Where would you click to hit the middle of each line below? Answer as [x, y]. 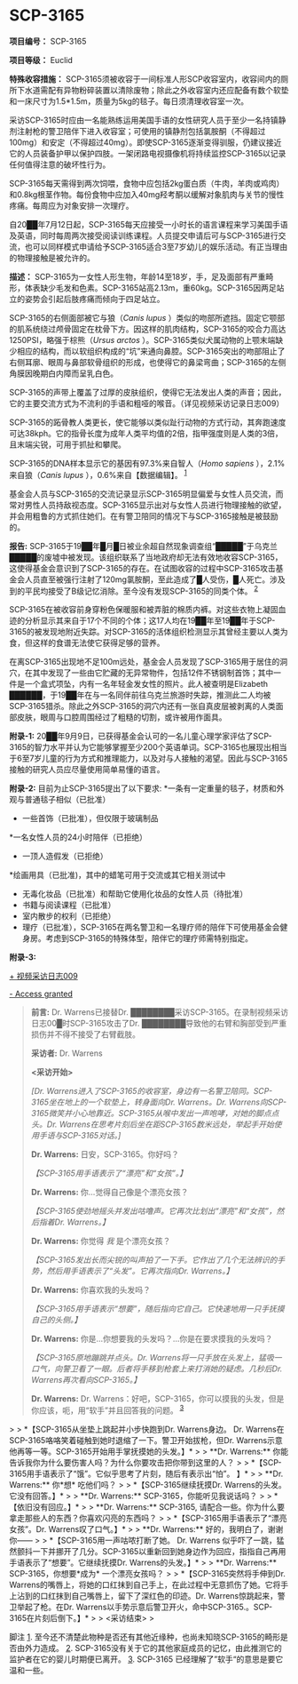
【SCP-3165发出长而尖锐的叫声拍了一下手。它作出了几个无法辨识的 [154, 1260]
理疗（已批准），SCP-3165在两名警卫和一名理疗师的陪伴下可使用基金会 [151, 927]
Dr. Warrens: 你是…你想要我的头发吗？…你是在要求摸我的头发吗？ [152, 1339]
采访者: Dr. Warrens [67, 1053]
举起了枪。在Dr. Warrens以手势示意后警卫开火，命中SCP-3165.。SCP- [145, 1607]
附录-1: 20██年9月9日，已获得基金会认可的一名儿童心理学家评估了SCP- [141, 736]
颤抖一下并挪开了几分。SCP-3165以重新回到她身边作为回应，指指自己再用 [151, 1551]
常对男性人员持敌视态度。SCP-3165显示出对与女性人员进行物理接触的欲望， [148, 505]
